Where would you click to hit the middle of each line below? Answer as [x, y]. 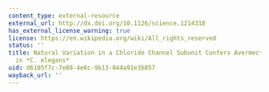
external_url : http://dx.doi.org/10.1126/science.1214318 [107, 23]
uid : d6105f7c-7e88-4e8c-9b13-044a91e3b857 [82, 68]
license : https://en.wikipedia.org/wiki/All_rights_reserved [112, 38]
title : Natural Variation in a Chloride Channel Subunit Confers [119, 53]
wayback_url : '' [35, 75]
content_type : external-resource [64, 16]
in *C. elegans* [42, 61]
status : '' [26, 46]
